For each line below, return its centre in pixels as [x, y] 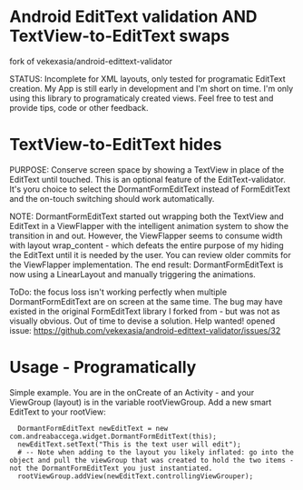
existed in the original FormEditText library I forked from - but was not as [145, 311]
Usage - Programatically [103, 368]
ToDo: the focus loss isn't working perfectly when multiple [118, 292]
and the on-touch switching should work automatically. [112, 198]
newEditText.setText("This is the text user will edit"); [130, 444]
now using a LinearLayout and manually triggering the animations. [132, 274]
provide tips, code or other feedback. [79, 107]
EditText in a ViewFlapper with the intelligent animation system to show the [149, 225]
